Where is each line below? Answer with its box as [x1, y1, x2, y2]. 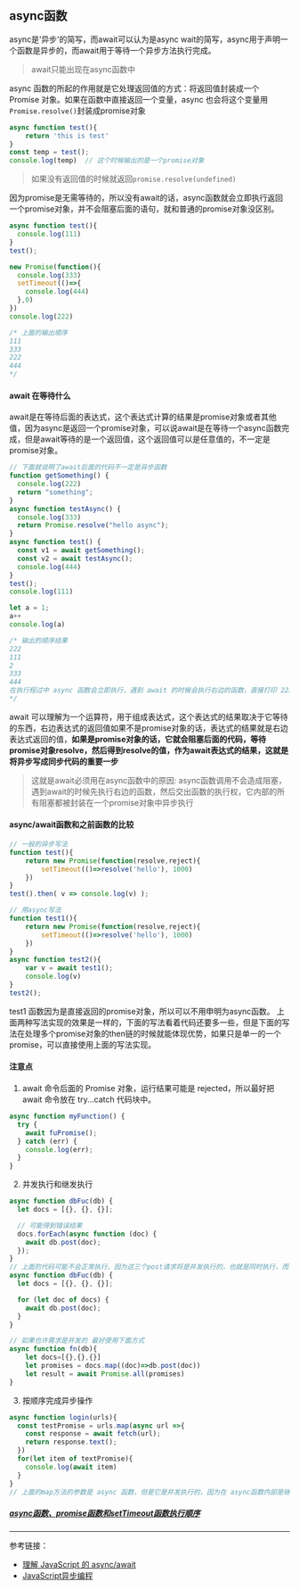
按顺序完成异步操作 [21, 1395, 93, 1405]
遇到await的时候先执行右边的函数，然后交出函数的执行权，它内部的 [30, 786, 278, 797]
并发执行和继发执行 [21, 1179, 93, 1189]
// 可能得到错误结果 [17, 1221, 83, 1230]
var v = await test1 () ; [25, 964, 114, 973]
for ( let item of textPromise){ [17, 1454, 133, 1463]
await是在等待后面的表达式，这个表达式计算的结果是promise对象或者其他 [9, 411, 278, 422]
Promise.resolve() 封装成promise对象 [9, 105, 146, 116]
